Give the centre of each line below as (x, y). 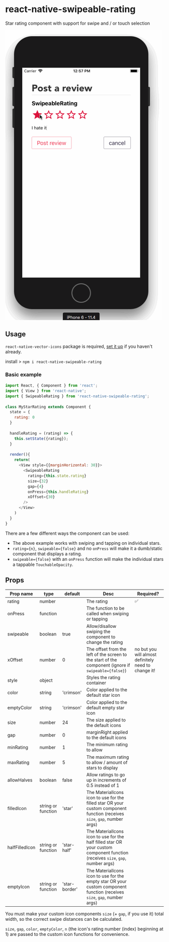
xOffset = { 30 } (41, 497)
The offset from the (106, 649)
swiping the (98, 631)
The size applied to (106, 720)
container (96, 683)
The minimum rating (107, 745)
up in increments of (106, 780)
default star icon (103, 695)
